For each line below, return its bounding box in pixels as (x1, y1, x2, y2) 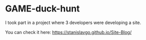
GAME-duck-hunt (5, 3, 80, 14)
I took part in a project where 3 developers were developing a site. (5, 19, 142, 25)
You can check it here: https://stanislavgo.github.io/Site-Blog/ (5, 29, 132, 35)
